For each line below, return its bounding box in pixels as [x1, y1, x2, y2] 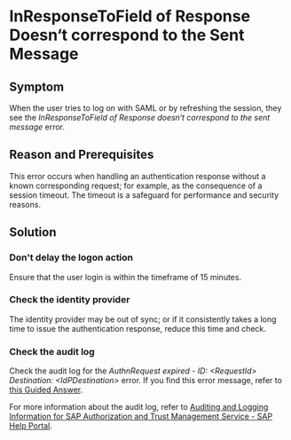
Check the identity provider [9, 294, 130, 306]
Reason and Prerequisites [9, 147, 154, 162]
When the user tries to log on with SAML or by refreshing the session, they [9, 103, 282, 113]
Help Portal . [9, 420, 53, 431]
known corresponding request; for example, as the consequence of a [9, 180, 263, 191]
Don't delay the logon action [9, 251, 134, 263]
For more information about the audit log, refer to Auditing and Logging [9, 402, 269, 412]
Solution [9, 224, 57, 240]
